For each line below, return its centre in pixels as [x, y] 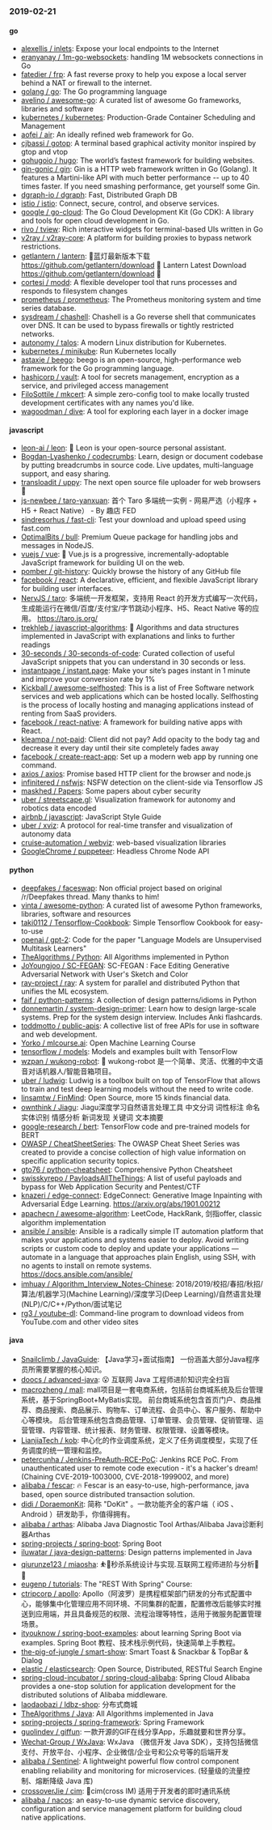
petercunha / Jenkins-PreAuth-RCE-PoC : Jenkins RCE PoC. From [130, 1459]
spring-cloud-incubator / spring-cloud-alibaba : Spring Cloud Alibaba [135, 1677]
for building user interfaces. [67, 589]
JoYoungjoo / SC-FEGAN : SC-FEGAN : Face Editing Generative [125, 965]
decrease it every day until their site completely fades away [120, 748]
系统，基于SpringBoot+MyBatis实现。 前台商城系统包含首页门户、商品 [138, 1399]
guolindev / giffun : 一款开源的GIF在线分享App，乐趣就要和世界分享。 [135, 1731]
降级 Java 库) [71, 1781]
